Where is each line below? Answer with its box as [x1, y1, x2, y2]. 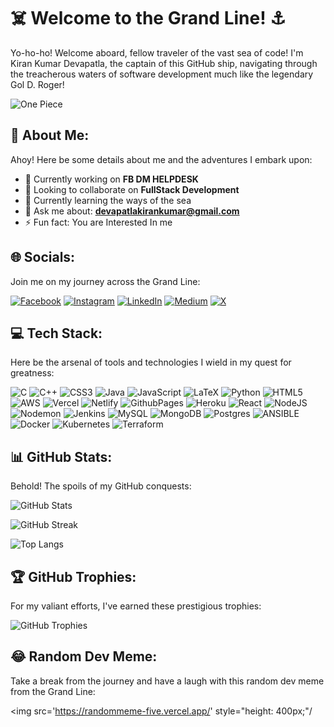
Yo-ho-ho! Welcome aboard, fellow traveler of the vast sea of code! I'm [10, 46, 304, 59]
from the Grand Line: [10, 685, 96, 697]
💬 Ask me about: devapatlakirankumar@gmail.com [24, 205, 240, 217]
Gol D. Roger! [10, 78, 65, 90]
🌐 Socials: [10, 249, 76, 266]
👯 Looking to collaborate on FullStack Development [24, 183, 240, 195]
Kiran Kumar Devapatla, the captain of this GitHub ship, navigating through [10, 57, 318, 69]
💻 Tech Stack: [10, 325, 103, 342]
